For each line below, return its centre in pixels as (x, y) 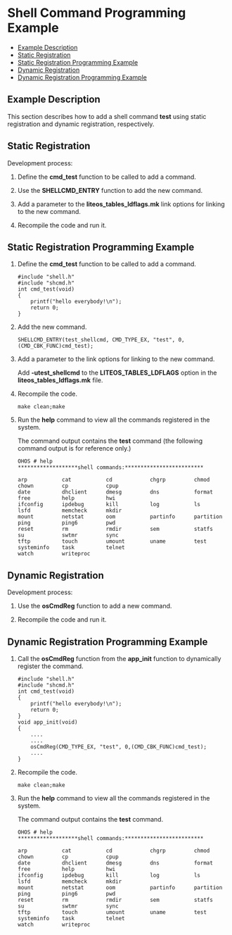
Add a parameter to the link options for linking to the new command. (116, 359)
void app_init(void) (47, 722)
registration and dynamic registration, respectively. (81, 124)
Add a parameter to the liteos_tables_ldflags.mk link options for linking (121, 204)
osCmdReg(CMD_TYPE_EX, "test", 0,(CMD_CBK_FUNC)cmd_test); (119, 747)
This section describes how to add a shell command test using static (107, 116)
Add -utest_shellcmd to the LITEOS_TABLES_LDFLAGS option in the (117, 373)
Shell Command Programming (97, 13)
